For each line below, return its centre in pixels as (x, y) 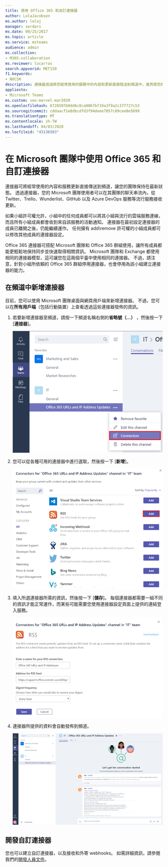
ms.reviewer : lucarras (29, 63)
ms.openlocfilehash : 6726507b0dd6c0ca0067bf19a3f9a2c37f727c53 (72, 106)
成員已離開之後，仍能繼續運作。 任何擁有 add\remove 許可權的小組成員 (79, 228)
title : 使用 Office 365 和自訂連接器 (41, 11)
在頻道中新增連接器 (35, 288)
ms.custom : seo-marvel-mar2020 (38, 100)
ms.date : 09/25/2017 (27, 32)
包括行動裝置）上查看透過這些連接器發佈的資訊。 (90, 307)
